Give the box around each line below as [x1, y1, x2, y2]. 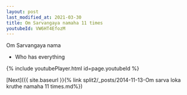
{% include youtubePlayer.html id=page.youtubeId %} [6, 65, 140, 72]
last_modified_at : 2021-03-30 [6, 14, 82, 20]
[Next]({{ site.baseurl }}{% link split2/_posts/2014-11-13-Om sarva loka [6, 76, 181, 84]
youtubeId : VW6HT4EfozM [6, 25, 66, 32]
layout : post [6, 8, 39, 15]
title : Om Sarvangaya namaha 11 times [6, 20, 103, 26]
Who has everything [14, 53, 65, 60]
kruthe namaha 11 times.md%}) [6, 83, 83, 90]
